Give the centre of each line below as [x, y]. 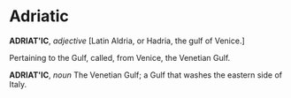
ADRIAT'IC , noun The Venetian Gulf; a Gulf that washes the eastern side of [146, 75]
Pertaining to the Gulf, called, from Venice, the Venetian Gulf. [120, 57]
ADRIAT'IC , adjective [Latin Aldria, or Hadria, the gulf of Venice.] [127, 41]
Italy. [18, 84]
